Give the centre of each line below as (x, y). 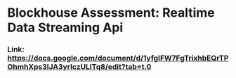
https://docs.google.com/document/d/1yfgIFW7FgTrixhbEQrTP (118, 58)
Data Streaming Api (65, 28)
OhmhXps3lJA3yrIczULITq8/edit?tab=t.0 (79, 67)
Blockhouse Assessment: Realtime (111, 13)
